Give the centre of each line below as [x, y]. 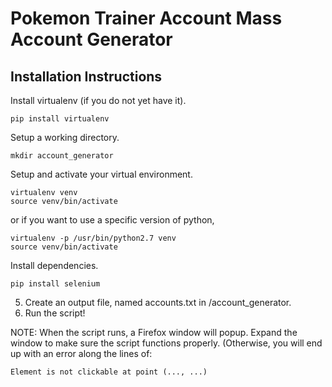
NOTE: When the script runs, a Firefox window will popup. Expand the [154, 332]
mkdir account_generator [62, 156]
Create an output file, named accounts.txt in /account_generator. [158, 302]
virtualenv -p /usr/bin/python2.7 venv [93, 238]
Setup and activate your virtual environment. [101, 174]
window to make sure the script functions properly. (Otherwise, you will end [166, 343]
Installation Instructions [86, 76]
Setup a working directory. [65, 137]
